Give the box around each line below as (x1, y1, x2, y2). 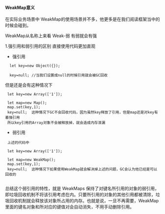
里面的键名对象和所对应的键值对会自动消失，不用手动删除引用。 (5, 204, 134, 210)
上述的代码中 (7, 140, 29, 145)
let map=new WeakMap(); (7, 157, 56, 163)
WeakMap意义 (5, 4, 35, 10)
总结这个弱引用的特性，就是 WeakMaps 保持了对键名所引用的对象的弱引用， (5, 186, 160, 191)
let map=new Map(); (7, 100, 48, 105)
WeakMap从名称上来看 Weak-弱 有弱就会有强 (5, 33, 97, 39)
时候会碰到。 (5, 23, 31, 28)
